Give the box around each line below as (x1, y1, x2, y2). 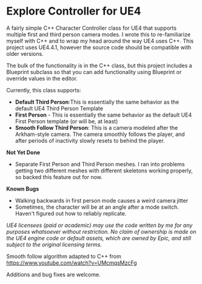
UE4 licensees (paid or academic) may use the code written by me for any (6, 221, 193, 229)
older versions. (6, 50, 44, 57)
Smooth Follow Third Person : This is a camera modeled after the (15, 124, 178, 131)
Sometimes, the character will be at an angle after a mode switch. (15, 203, 179, 211)
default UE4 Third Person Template (15, 104, 103, 112)
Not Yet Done (6, 149, 41, 156)
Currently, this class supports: (6, 86, 81, 93)
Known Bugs (6, 185, 39, 192)
